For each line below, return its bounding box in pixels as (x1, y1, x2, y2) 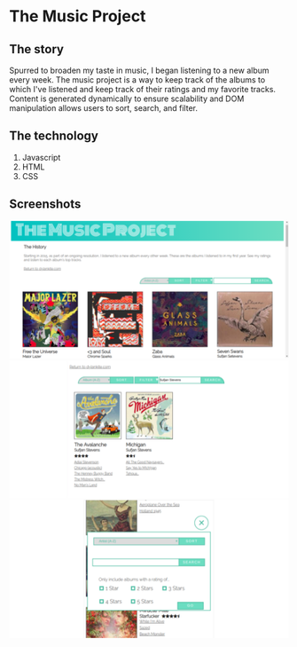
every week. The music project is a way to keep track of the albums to (9, 75, 266, 85)
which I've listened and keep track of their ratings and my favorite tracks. (9, 84, 277, 94)
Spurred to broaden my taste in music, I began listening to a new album (9, 65, 270, 75)
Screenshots (9, 197, 82, 212)
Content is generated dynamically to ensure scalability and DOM (9, 93, 245, 104)
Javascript (21, 152, 61, 162)
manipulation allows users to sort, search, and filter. (9, 103, 198, 113)
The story (9, 42, 65, 57)
